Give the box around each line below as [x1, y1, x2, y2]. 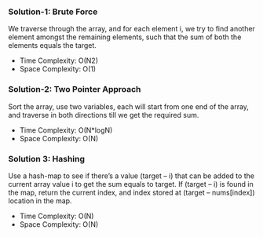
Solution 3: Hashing [8, 153, 85, 164]
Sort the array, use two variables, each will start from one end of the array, [8, 101, 250, 111]
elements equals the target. [8, 41, 97, 50]
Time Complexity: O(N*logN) [19, 125, 113, 135]
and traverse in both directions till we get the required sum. [8, 110, 199, 119]
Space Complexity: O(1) [19, 64, 97, 74]
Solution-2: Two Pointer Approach [8, 84, 141, 95]
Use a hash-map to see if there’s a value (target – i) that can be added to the [8, 171, 255, 180]
